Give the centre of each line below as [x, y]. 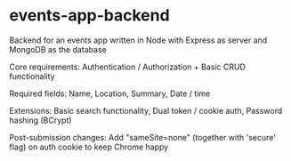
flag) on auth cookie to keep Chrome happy [89, 147]
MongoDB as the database [58, 49]
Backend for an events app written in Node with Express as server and [138, 40]
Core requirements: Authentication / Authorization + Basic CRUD [128, 67]
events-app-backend [90, 16]
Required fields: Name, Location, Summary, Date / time [110, 93]
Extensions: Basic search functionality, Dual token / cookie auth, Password [146, 110]
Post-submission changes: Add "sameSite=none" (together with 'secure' [142, 137]
